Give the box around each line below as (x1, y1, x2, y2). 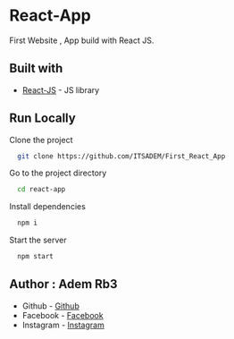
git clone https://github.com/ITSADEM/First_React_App (17, 151, 226, 161)
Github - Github (21, 301, 80, 311)
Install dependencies (9, 201, 87, 212)
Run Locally (9, 111, 76, 126)
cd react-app (17, 185, 66, 194)
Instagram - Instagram (21, 319, 104, 330)
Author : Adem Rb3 (9, 276, 118, 292)
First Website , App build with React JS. (9, 35, 155, 46)
